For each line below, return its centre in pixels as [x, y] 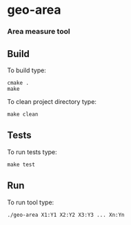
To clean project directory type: [52, 101]
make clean [23, 114]
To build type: [27, 70]
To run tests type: [32, 152]
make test [21, 164]
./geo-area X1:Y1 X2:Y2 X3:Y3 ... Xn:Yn [66, 215]
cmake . [18, 83]
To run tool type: [31, 202]
